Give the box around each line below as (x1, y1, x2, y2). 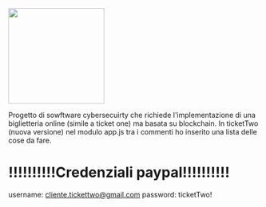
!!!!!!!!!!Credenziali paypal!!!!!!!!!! (8, 163, 230, 182)
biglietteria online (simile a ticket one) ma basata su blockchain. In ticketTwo (8, 119, 259, 128)
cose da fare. (8, 135, 52, 145)
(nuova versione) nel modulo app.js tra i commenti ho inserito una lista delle (8, 127, 257, 136)
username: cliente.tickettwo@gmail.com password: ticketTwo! (8, 189, 212, 199)
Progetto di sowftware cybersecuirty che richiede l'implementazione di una (8, 111, 256, 119)
